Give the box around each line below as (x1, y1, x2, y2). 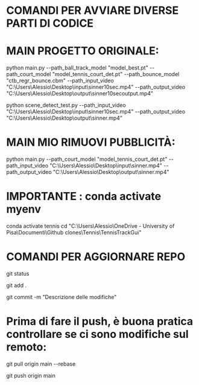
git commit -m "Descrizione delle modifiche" (6, 293, 117, 300)
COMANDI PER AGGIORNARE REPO (6, 250, 186, 264)
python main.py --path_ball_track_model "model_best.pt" (6, 64, 149, 71)
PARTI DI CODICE (6, 16, 94, 30)
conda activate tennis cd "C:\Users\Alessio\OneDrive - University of (6, 222, 175, 230)
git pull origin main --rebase (6, 360, 76, 367)
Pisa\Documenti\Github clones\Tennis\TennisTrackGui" (6, 229, 142, 236)
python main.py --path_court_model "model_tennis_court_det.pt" (6, 155, 168, 163)
